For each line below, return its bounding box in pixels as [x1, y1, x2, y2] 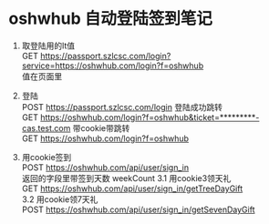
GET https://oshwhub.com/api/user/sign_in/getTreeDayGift [21, 183, 243, 194]
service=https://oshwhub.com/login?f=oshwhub [21, 60, 204, 71]
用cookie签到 [21, 151, 72, 162]
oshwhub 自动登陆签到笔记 [8, 8, 213, 29]
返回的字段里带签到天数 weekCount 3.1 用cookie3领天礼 [21, 172, 232, 183]
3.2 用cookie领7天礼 [21, 193, 98, 205]
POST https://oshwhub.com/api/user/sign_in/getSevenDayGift [21, 204, 255, 215]
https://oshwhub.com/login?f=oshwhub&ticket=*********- [39, 111, 260, 123]
